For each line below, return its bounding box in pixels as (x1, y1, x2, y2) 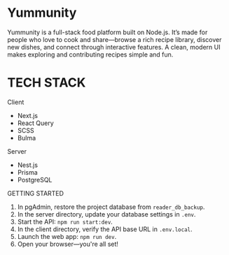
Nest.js (17, 161, 39, 169)
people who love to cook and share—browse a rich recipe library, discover (7, 35, 222, 43)
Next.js (17, 111, 39, 119)
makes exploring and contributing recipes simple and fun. (7, 50, 174, 59)
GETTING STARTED (7, 189, 64, 197)
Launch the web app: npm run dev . (17, 232, 117, 240)
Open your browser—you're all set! (17, 240, 119, 248)
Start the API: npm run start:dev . (17, 217, 113, 226)
